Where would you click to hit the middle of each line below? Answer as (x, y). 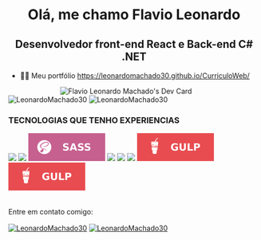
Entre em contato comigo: (51, 212)
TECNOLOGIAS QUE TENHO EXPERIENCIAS (94, 120)
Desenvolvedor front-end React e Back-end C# (134, 44)
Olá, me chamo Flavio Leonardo (134, 15)
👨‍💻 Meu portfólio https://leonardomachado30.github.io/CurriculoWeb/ (134, 76)
